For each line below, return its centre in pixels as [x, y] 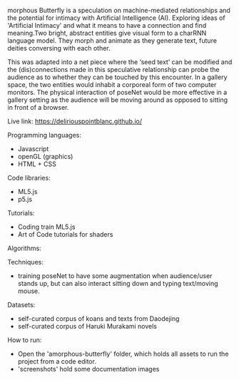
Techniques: [26, 262]
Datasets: [21, 305]
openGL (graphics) [45, 156]
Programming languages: [45, 135]
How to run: [25, 340]
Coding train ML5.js [46, 227]
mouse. [29, 291]
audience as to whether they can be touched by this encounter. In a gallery [117, 77]
